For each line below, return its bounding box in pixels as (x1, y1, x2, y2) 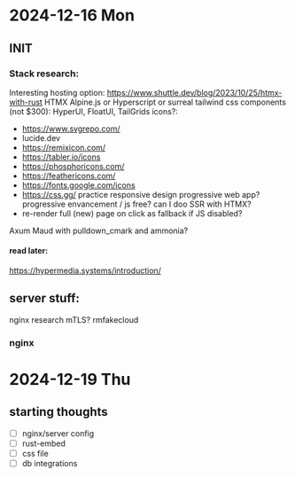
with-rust (9, 97, 43, 107)
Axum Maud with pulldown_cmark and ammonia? (9, 225, 189, 236)
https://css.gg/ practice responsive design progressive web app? (21, 189, 260, 199)
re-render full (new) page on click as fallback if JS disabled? (21, 207, 243, 218)
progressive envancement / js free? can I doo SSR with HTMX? (21, 199, 252, 209)
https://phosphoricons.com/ (21, 160, 125, 171)
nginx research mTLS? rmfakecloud (9, 314, 139, 325)
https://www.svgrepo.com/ (21, 123, 121, 134)
